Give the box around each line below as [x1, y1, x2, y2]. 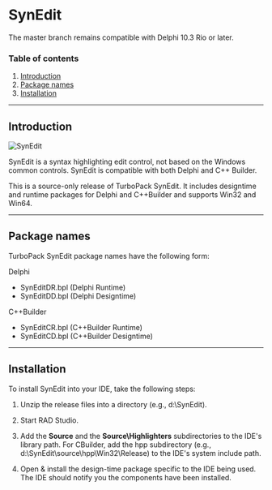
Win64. [8, 199, 32, 208]
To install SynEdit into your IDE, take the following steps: [8, 384, 196, 393]
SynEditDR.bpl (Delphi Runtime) [19, 282, 126, 292]
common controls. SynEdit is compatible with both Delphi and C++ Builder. [8, 165, 257, 175]
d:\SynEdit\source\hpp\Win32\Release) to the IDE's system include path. [19, 448, 261, 458]
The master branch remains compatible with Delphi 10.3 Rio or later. [8, 32, 235, 42]
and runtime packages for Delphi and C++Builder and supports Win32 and [8, 190, 257, 200]
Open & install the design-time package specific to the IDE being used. [19, 464, 257, 474]
